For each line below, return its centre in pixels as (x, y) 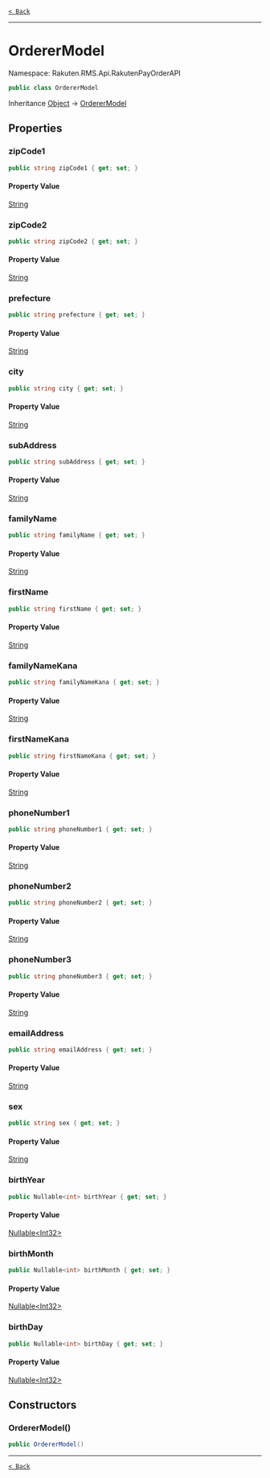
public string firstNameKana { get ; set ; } (82, 756)
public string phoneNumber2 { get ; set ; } (80, 903)
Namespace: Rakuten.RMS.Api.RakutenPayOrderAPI (94, 73)
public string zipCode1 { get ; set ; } (73, 168)
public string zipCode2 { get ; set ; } (73, 241)
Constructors (43, 1405)
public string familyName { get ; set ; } (77, 535)
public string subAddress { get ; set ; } (77, 462)
